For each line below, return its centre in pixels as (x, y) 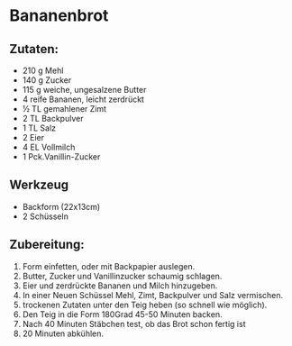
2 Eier (33, 137)
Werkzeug (39, 185)
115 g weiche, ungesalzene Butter (84, 90)
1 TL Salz (39, 128)
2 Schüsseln (46, 216)
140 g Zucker (47, 80)
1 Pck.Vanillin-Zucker (61, 157)
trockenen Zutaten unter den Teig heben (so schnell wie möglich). (145, 305)
